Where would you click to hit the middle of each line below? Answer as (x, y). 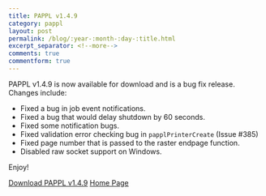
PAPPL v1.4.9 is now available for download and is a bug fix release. (122, 84)
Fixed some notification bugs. (70, 126)
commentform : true (39, 62)
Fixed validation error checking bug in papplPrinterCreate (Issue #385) (139, 134)
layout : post (30, 31)
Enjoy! (19, 167)
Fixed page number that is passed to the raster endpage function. (130, 143)
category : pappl (36, 23)
